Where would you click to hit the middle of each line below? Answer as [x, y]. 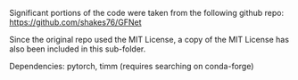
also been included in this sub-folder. [78, 49]
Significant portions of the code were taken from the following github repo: [147, 13]
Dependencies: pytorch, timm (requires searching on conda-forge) [132, 66]
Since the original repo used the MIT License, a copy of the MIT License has [149, 40]
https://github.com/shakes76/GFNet [75, 22]
